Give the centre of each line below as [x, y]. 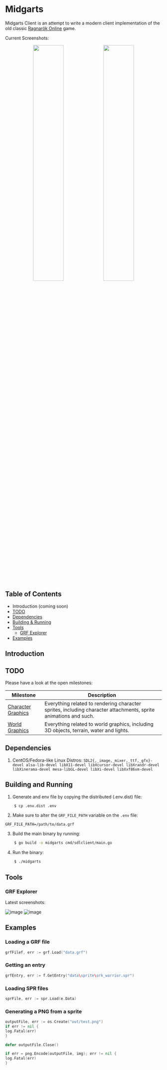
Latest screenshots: [25, 902]
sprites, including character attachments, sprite [100, 710]
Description [102, 695]
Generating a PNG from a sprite [43, 1012]
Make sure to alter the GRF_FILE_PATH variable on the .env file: [75, 815]
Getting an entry [25, 965]
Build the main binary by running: [46, 834]
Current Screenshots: [27, 38]
